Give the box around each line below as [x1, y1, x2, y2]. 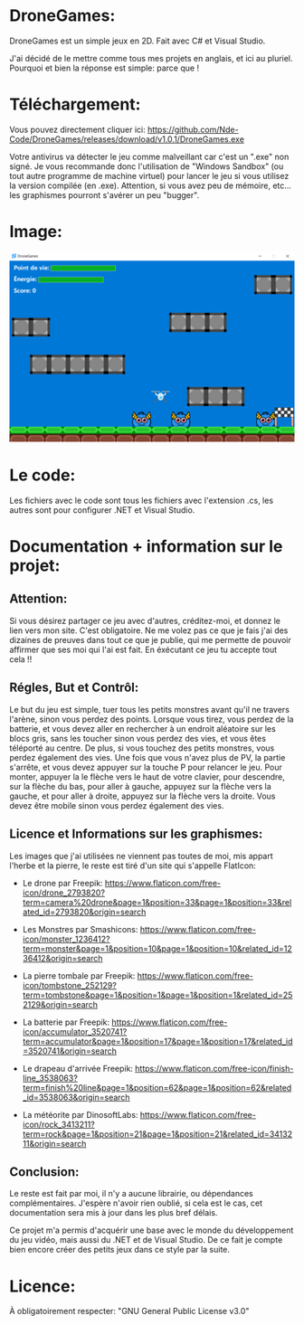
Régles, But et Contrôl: [9, 680, 139, 696]
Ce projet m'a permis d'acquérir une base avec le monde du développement [9, 1225, 294, 1235]
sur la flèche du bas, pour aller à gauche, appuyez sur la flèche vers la [9, 781, 271, 791]
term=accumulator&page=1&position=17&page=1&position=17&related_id [22, 1036, 293, 1046]
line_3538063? [22, 1073, 79, 1084]
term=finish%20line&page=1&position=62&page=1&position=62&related [22, 1082, 292, 1093]
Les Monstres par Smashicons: [22, 923, 138, 934]
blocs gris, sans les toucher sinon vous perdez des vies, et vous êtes [9, 733, 267, 743]
